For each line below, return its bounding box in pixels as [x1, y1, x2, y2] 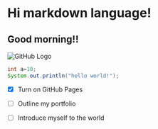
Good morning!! [7, 33, 79, 45]
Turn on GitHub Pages [17, 85, 83, 94]
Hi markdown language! [7, 5, 152, 21]
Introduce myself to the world [17, 113, 105, 122]
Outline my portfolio [17, 99, 76, 108]
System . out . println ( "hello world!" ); [7, 72, 120, 79]
